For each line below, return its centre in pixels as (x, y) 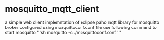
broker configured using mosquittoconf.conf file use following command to (81, 27)
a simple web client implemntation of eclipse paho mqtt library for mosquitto (82, 22)
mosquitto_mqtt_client (52, 9)
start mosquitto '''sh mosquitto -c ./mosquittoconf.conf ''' (63, 32)
